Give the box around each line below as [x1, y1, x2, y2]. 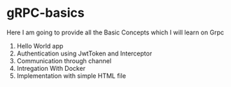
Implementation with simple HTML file [16, 72, 127, 80]
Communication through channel [16, 56, 112, 65]
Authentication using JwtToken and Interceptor [16, 49, 153, 58]
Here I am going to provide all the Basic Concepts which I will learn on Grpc [6, 28, 225, 36]
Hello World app [16, 41, 64, 50]
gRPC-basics [6, 5, 85, 21]
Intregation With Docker [16, 64, 85, 72]
